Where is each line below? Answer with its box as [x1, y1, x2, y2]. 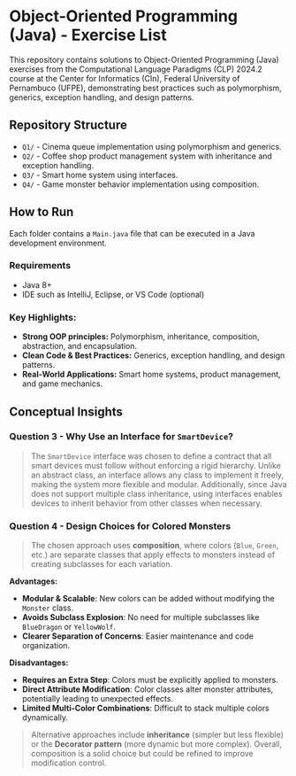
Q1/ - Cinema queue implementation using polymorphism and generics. [21, 141, 282, 151]
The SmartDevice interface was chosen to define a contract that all [30, 450, 272, 462]
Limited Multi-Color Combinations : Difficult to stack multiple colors [21, 702, 269, 714]
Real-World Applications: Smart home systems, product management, [21, 369, 281, 380]
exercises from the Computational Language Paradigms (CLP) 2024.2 [9, 64, 263, 74]
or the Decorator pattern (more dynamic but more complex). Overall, [30, 739, 283, 749]
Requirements [9, 260, 72, 272]
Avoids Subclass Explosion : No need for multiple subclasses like [21, 612, 261, 623]
